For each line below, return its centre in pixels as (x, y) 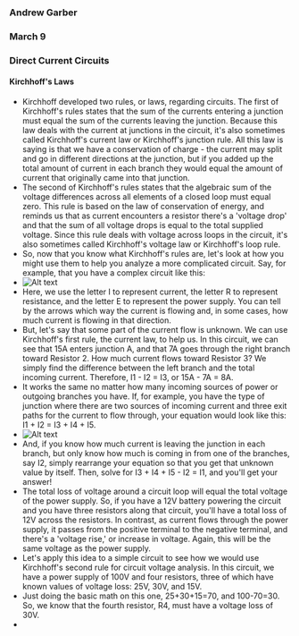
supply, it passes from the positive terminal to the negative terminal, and (155, 529)
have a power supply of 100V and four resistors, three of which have (148, 577)
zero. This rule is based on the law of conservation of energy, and (143, 206)
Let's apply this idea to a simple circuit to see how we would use (141, 557)
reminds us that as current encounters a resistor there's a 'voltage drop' (154, 216)
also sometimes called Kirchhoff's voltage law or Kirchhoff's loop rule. (151, 244)
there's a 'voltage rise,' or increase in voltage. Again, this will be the (146, 538)
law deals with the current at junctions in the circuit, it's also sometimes (154, 130)
